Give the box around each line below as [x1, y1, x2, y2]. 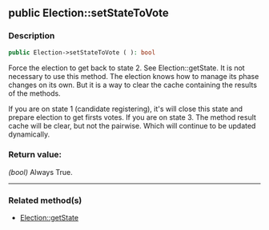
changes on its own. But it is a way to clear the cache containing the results [8, 80, 258, 89]
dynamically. [8, 129, 50, 139]
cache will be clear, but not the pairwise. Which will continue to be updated [8, 121, 256, 130]
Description [8, 30, 55, 42]
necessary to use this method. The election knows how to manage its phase [8, 71, 259, 81]
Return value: [8, 149, 62, 161]
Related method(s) [8, 195, 82, 206]
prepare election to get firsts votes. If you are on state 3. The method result [8, 112, 256, 122]
